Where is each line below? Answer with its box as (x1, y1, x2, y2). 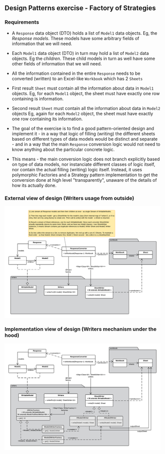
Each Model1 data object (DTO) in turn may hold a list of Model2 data (11, 50, 149, 56)
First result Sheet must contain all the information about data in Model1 (11, 85, 154, 91)
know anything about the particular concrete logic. (11, 146, 115, 152)
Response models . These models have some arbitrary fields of (11, 35, 139, 41)
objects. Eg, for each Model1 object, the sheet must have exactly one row (11, 90, 160, 96)
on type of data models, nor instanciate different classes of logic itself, (11, 161, 156, 167)
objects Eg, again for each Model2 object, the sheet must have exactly (11, 110, 154, 116)
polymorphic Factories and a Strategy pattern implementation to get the (11, 172, 158, 178)
